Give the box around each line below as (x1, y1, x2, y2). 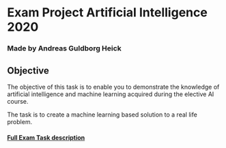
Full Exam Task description (7, 133, 85, 141)
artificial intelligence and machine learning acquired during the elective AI (7, 90, 214, 98)
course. (7, 97, 29, 105)
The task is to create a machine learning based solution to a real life (7, 110, 198, 119)
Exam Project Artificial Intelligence (7, 5, 208, 20)
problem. (7, 117, 33, 125)
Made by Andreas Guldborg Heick (7, 44, 122, 53)
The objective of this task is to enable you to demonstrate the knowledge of (7, 83, 220, 91)
